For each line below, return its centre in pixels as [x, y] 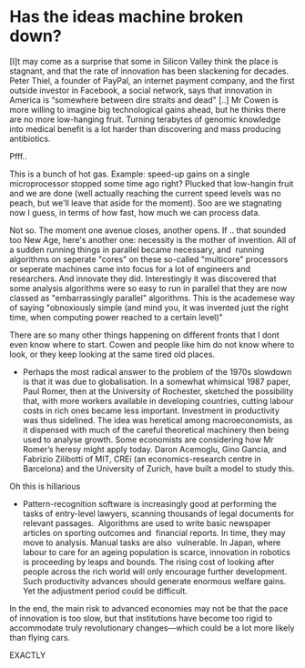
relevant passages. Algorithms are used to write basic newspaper [147, 523]
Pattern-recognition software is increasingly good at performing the [150, 503]
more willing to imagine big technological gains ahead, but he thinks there [148, 109]
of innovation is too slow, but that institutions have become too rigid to [141, 618]
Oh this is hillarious [45, 486]
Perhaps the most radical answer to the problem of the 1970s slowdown [157, 371]
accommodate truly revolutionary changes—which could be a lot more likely [152, 628]
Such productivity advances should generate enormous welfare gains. [154, 581]
